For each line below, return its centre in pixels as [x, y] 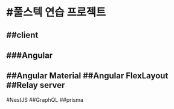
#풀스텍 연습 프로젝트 [56, 12]
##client [22, 35]
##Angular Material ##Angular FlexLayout [87, 76]
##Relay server [36, 85]
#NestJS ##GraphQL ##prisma [45, 99]
